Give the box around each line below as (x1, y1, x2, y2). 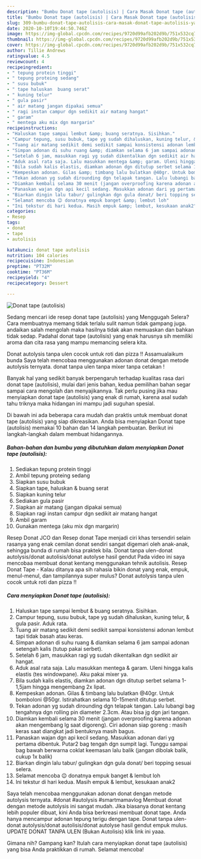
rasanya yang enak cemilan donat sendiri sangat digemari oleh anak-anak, (7, 540, 190, 548)
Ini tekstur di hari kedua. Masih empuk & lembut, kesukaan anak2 (15, 778, 175, 785)
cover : (7, 42, 23, 48)
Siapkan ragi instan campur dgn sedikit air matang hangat (15, 509, 157, 517)
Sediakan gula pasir (15, 497, 64, 504)
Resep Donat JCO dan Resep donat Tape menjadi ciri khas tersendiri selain (7, 534, 191, 541)
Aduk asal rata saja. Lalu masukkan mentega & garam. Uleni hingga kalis (15, 664, 193, 671)
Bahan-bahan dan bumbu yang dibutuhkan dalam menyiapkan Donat (7, 444, 184, 451)
